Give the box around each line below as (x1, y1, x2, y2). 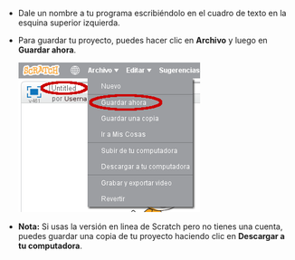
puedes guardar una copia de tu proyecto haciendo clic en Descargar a (17, 231, 285, 241)
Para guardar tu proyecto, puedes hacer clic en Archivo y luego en (17, 35, 269, 45)
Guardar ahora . (17, 44, 77, 55)
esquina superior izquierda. (17, 17, 120, 28)
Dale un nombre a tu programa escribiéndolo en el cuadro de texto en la (17, 8, 287, 18)
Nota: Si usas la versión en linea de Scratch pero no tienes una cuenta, (17, 221, 283, 232)
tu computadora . (17, 240, 83, 251)
